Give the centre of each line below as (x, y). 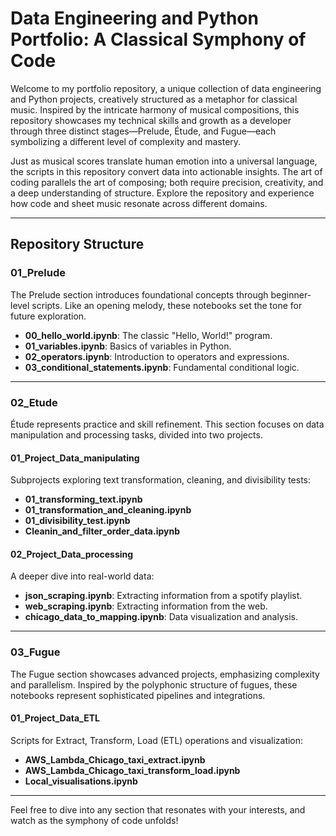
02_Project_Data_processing (72, 554)
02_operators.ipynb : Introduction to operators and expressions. (157, 356)
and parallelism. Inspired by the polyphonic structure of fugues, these (154, 684)
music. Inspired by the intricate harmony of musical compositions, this (155, 109)
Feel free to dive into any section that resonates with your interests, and (158, 809)
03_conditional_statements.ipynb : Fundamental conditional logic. (162, 367)
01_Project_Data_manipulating (75, 458)
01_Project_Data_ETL (55, 718)
